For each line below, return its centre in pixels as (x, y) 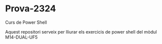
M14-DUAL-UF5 (21, 37)
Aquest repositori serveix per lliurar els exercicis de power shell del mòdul (81, 32)
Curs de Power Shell (26, 22)
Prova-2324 (31, 9)
